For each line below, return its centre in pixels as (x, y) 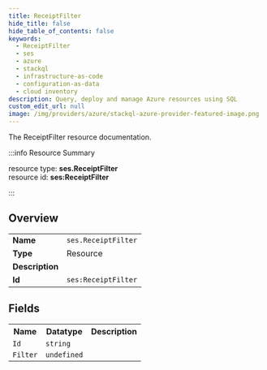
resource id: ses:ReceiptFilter (59, 177)
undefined (65, 355)
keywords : (25, 39)
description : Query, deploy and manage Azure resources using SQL (123, 99)
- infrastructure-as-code (60, 76)
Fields (24, 309)
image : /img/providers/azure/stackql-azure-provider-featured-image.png (134, 114)
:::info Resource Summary (52, 153)
